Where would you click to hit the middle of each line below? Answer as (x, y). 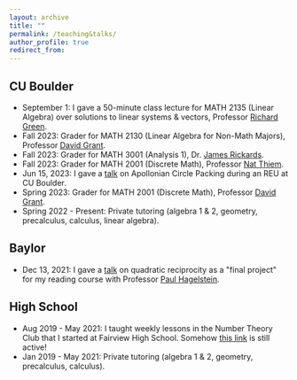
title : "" (27, 26)
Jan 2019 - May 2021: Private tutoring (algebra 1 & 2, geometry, (137, 356)
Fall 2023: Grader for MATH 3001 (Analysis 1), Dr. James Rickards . (143, 154)
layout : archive (39, 17)
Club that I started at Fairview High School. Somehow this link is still (146, 337)
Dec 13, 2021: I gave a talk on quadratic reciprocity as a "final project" (149, 269)
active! (34, 347)
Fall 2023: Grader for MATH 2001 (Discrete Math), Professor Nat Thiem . (153, 164)
